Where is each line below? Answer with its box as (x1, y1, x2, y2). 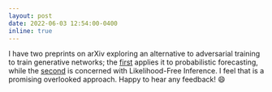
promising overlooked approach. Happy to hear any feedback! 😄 (8, 74, 226, 85)
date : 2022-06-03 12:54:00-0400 (8, 19, 118, 27)
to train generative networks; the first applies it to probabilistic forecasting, (8, 57, 258, 67)
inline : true (8, 27, 53, 35)
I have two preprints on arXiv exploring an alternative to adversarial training (8, 49, 261, 59)
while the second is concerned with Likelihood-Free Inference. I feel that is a (8, 66, 265, 76)
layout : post (8, 11, 53, 20)
